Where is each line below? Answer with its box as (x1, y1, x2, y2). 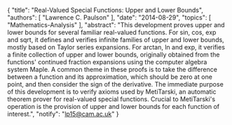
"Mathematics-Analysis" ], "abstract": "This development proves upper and (7, 21, 226, 29)
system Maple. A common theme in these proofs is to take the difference (7, 66, 217, 73)
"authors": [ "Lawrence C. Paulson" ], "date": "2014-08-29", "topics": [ (7, 13, 212, 22)
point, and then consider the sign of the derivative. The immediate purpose (7, 80, 224, 88)
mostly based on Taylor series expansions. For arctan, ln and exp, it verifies (7, 43, 226, 51)
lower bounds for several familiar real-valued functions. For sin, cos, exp (7, 28, 217, 36)
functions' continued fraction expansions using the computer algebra (7, 58, 207, 66)
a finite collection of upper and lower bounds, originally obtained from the (7, 50, 220, 59)
